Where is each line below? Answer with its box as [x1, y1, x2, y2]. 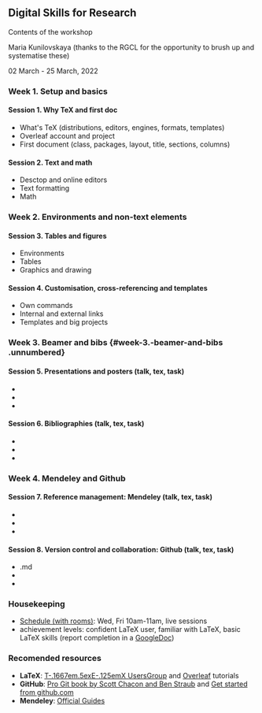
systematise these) [8, 50, 70, 60]
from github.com [19, 687, 74, 696]
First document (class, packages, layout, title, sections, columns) [19, 139, 231, 149]
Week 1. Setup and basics [8, 86, 108, 97]
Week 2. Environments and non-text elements [8, 212, 187, 223]
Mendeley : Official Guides [19, 696, 105, 705]
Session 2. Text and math [8, 158, 93, 167]
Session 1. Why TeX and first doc [8, 106, 118, 115]
